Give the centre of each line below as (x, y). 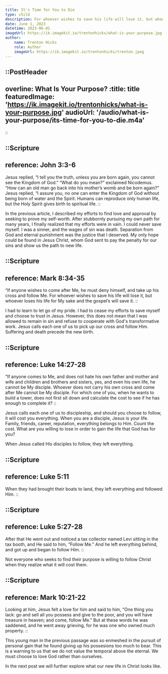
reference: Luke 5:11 (37, 477)
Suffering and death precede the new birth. (50, 332)
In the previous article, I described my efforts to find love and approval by (81, 213)
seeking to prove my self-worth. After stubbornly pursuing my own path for (82, 219)
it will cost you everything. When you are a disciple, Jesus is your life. (77, 418)
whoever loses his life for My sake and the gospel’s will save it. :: (72, 301)
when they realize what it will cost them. (46, 564)
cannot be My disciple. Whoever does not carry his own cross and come (80, 387)
